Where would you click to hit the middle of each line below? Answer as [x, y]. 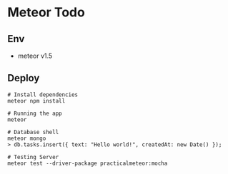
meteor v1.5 [35, 56]
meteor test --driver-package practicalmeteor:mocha [88, 163]
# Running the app [35, 113]
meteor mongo [27, 138]
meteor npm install [36, 101]
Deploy [24, 78]
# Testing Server [33, 157]
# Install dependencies [43, 94]
